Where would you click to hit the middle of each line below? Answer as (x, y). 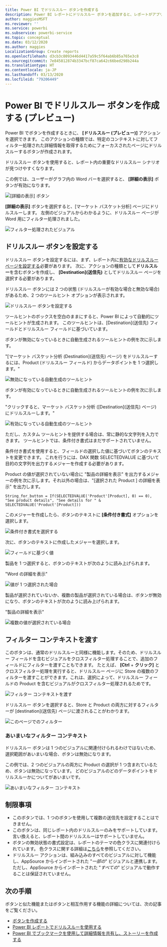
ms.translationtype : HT (30, 65)
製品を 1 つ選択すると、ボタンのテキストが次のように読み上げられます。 (79, 563)
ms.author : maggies (25, 47)
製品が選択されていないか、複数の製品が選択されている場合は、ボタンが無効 (83, 595)
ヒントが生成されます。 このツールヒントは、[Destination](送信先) (81, 323)
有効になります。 (36, 185)
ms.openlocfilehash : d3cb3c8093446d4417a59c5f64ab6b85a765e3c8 (72, 56)
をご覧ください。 (23, 910)
